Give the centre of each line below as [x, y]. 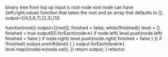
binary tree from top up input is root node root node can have [69, 7]
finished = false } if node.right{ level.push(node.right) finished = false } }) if [84, 38]
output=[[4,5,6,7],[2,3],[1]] [32, 18]
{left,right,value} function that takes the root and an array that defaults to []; [84, 13]
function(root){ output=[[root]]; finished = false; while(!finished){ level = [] [82, 28]
